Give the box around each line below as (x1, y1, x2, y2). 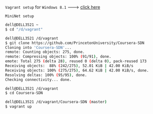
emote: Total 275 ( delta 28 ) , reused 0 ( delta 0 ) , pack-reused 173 (5, 59, 147, 64)
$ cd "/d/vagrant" (5, 27, 43, 32)
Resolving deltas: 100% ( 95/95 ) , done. (5, 73, 87, 77)
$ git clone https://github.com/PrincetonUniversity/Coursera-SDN (5, 40, 145, 45)
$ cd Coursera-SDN (5, 91, 43, 96)
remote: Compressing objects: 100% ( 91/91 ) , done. (5, 54, 112, 59)
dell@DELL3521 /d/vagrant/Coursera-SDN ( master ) (5, 100, 107, 105)
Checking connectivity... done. (5, 77, 72, 82)
